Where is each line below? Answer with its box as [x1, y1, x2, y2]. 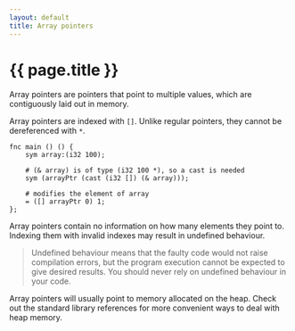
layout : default [9, 12, 70, 22]
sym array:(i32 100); [25, 151, 105, 160]
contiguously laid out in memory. [9, 99, 129, 110]
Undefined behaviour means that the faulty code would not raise [30, 247, 269, 259]
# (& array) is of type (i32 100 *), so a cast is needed [25, 166, 245, 175]
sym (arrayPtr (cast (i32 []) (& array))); [25, 174, 190, 183]
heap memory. [9, 312, 62, 323]
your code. [30, 276, 71, 286]
